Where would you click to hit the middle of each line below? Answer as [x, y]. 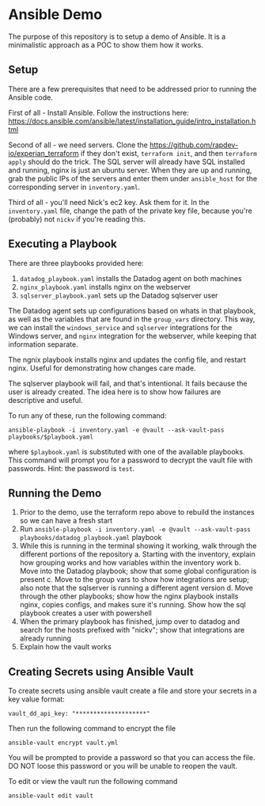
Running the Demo [55, 493]
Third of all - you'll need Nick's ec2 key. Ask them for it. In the [109, 202]
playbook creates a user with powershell [85, 613]
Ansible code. [30, 97]
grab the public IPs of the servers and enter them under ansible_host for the [133, 178]
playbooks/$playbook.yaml [51, 437]
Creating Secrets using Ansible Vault [101, 672]
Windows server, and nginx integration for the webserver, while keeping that [132, 336]
